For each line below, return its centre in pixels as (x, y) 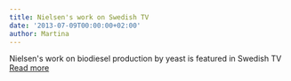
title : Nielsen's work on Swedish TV (79, 17)
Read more (29, 68)
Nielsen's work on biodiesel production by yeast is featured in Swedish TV (145, 59)
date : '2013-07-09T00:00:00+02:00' (75, 26)
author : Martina (39, 33)
